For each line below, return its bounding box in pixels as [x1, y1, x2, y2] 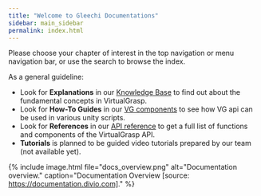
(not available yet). [19, 147, 81, 156]
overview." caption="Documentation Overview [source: [8, 171, 190, 180]
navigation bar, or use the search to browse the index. [8, 57, 186, 66]
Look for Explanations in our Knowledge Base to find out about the [19, 88, 241, 97]
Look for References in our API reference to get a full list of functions [19, 121, 248, 131]
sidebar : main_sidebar [8, 19, 84, 27]
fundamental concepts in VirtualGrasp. [19, 96, 148, 106]
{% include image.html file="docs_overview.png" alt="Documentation [8, 163, 238, 172]
